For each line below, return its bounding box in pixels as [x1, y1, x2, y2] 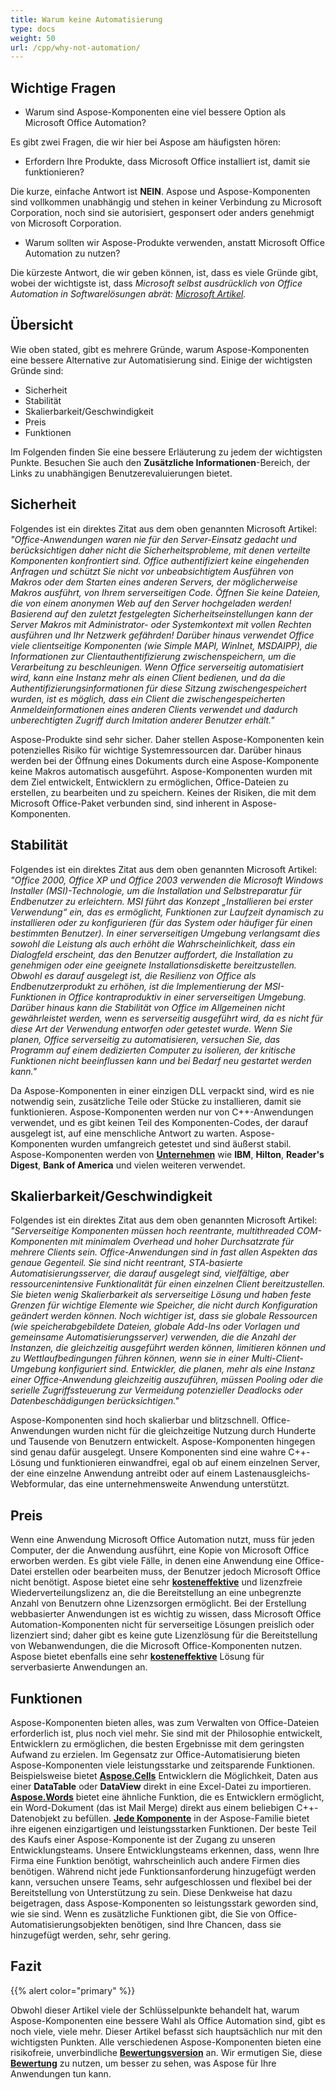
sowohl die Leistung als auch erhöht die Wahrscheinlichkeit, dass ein [10, 937, 296, 950]
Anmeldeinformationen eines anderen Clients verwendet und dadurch [10, 703, 298, 715]
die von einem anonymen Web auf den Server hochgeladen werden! [10, 597, 292, 609]
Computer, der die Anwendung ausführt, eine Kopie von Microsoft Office [10, 1544, 310, 1556]
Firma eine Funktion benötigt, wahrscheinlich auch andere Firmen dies [10, 1854, 301, 1866]
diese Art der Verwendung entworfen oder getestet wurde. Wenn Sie [10, 1022, 293, 1035]
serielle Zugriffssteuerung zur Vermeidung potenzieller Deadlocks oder [10, 1384, 303, 1396]
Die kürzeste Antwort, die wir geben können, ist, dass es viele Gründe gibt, [10, 267, 319, 279]
